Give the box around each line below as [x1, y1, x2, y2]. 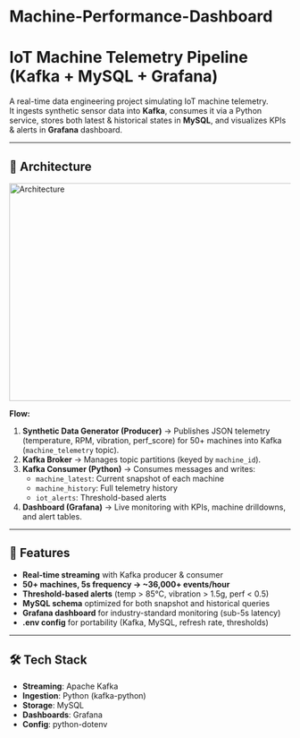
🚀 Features [9, 545, 71, 561]
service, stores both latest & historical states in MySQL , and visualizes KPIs [9, 115, 287, 126]
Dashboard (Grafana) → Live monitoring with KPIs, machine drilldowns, [21, 502, 287, 512]
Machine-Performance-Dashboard [9, 6, 273, 27]
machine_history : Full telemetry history [35, 482, 179, 493]
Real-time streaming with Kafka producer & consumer [21, 569, 223, 579]
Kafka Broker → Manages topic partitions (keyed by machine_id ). [21, 454, 262, 465]
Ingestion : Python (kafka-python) [21, 690, 146, 700]
